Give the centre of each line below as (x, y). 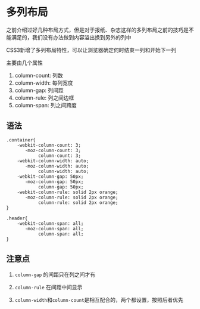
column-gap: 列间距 (39, 90)
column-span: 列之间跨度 (46, 105)
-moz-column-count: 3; (53, 150)
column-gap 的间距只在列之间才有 (55, 274)
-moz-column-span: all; (54, 228)
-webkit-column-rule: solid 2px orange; (68, 192)
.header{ (17, 218)
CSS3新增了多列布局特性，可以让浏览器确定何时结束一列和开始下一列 (91, 50)
